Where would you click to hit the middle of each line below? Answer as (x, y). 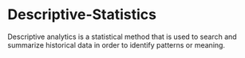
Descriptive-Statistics (82, 15)
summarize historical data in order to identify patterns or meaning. (116, 44)
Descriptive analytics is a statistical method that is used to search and (122, 37)
